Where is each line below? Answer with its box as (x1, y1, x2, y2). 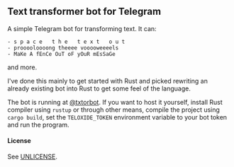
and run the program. (7, 120, 69, 129)
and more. (7, 63, 38, 71)
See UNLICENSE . (7, 152, 58, 161)
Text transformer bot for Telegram (7, 6, 162, 18)
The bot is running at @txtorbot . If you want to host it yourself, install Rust (7, 98, 223, 106)
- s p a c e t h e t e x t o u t (7, 38, 126, 45)
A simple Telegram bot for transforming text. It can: (7, 24, 157, 33)
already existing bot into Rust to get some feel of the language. (7, 84, 191, 93)
